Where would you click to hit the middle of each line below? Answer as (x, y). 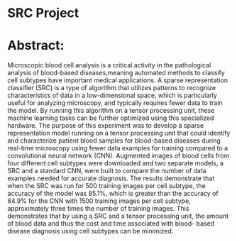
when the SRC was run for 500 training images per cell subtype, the (106, 186)
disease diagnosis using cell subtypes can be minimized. (90, 231)
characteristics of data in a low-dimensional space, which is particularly (112, 95)
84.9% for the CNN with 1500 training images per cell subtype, (99, 201)
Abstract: (36, 46)
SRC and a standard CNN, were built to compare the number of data (107, 171)
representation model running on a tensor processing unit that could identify (119, 133)
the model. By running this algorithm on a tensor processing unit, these (111, 111)
